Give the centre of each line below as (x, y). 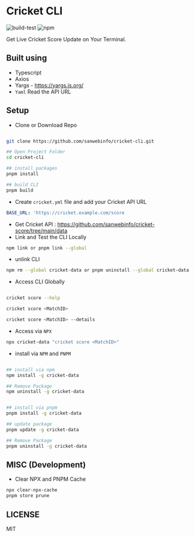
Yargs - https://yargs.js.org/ (49, 85)
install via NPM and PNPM (43, 353)
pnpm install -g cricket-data (44, 414)
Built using (27, 58)
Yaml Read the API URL (43, 92)
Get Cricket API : (35, 224)
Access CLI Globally (40, 282)
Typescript (28, 73)
